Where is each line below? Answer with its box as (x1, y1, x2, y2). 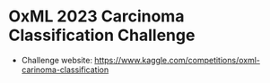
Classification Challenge (8, 25, 196, 46)
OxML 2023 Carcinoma (8, 6, 185, 27)
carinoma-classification (21, 64, 109, 75)
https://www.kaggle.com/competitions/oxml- (94, 54, 261, 65)
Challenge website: (21, 54, 93, 65)
